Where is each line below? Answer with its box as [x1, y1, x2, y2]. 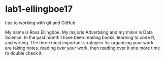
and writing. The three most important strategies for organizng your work [5, 39, 154, 45]
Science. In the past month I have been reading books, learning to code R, [5, 34, 156, 40]
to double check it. [5, 50, 43, 56]
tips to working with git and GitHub [5, 20, 76, 26]
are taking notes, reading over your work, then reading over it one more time [5, 45, 160, 51]
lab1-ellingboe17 [5, 3, 73, 15]
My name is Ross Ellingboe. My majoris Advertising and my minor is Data [5, 29, 153, 35]
